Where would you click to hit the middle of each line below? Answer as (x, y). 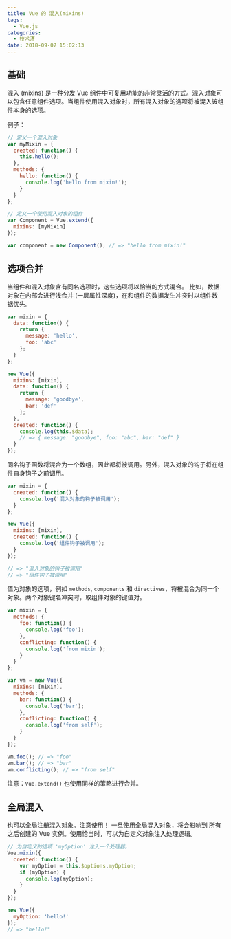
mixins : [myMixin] (40, 227)
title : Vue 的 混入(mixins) (46, 13)
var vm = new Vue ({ (35, 681)
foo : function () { (46, 623)
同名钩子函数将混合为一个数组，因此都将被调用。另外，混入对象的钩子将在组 (115, 464)
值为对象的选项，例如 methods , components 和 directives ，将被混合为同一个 (113, 589)
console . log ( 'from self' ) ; (64, 725)
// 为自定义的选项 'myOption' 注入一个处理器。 (69, 847)
